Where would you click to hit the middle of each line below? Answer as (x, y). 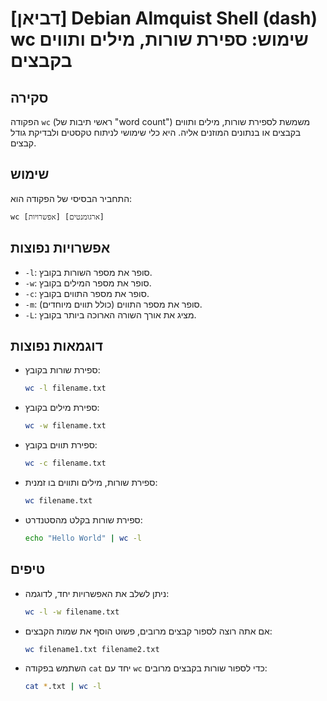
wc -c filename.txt (65, 463)
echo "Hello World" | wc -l (83, 538)
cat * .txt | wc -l (63, 687)
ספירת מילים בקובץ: (62, 408)
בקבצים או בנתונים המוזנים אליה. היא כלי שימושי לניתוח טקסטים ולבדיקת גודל (156, 132)
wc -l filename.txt (65, 388)
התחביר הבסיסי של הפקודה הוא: (71, 198)
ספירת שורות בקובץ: (62, 370)
